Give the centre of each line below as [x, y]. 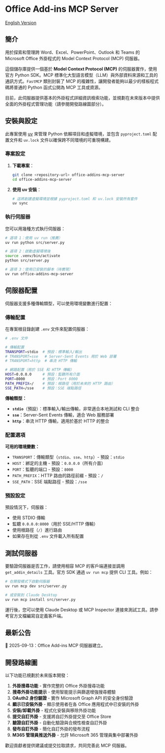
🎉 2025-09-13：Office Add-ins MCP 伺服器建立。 [55, 646]
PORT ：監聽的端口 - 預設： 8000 [43, 469]
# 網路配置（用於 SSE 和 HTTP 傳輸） [40, 370]
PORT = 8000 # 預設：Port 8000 [41, 379]
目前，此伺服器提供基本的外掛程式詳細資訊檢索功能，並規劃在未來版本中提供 [82, 98]
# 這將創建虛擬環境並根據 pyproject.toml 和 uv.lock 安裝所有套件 [75, 199]
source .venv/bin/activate [33, 256]
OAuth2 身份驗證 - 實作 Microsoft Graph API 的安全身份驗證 [73, 698]
